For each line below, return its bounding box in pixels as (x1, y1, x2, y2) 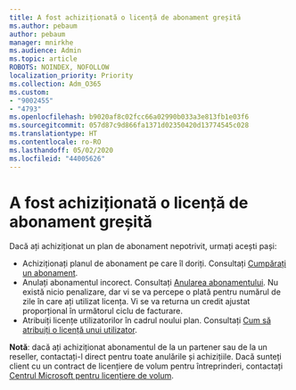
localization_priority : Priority (9, 71, 134, 80)
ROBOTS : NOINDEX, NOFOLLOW (9, 63, 110, 72)
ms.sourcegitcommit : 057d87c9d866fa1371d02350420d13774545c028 (9, 121, 250, 130)
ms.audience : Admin (9, 46, 82, 55)
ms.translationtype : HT (9, 129, 98, 138)
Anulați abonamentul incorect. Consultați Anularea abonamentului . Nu (21, 278, 279, 288)
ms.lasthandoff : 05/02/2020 (9, 145, 114, 154)
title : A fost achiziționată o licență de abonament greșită (9, 12, 242, 22)
